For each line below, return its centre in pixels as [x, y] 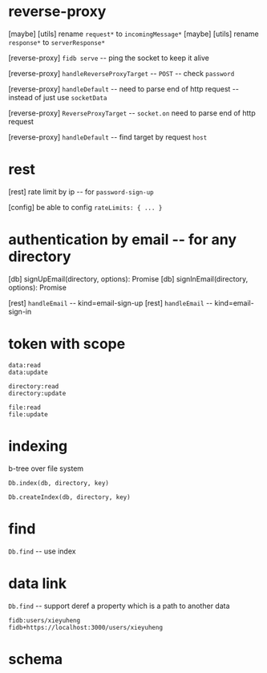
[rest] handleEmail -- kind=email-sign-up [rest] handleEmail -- [111, 302]
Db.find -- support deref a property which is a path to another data [119, 606]
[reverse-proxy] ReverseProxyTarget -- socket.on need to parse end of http [132, 113]
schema [36, 659]
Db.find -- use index [42, 551]
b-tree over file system [46, 468]
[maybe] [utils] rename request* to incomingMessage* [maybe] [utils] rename [133, 34]
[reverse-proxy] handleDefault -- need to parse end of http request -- [123, 89]
